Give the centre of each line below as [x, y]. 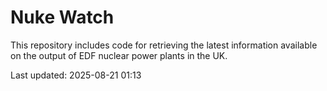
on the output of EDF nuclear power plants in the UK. [119, 55]
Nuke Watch [62, 17]
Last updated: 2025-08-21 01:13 [76, 75]
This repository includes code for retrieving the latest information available [164, 45]
